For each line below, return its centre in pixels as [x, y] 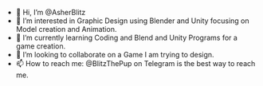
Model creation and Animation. [66, 29]
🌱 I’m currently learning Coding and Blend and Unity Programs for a [126, 37]
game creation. [41, 46]
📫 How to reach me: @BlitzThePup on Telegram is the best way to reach [135, 63]
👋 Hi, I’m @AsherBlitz [51, 12]
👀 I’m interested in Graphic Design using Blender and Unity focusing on [132, 21]
